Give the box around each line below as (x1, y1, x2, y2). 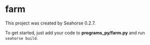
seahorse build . (5, 35, 38, 41)
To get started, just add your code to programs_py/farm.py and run (5, 29, 145, 35)
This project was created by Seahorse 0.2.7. (5, 20, 96, 26)
